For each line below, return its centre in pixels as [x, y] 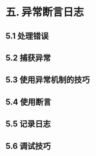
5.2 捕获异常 [28, 58]
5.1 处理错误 [27, 36]
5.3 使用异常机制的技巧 [48, 80]
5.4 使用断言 [28, 102]
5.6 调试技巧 [28, 146]
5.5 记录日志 [28, 124]
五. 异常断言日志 [45, 12]
